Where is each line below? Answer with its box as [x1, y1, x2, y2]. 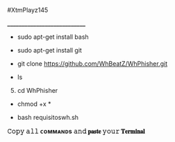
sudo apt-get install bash [17, 33, 89, 41]
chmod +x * [17, 100, 51, 108]
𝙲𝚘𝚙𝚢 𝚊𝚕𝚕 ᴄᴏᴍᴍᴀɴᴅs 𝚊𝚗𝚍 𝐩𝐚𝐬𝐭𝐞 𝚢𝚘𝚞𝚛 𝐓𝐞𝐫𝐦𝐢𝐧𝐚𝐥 [7, 127, 145, 135]
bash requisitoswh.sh [17, 114, 78, 121]
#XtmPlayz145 [7, 6, 49, 14]
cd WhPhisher [17, 87, 58, 94]
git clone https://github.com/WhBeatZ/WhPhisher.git [17, 60, 168, 68]
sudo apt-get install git [17, 46, 82, 54]
